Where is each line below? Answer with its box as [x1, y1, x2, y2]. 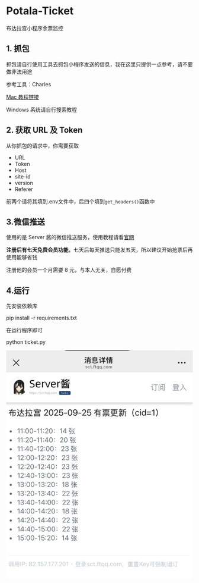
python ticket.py [6, 338, 46, 346]
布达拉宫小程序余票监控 [6, 24, 63, 32]
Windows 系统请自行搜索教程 [6, 106, 77, 113]
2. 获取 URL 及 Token [6, 125, 83, 135]
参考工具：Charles [6, 80, 52, 87]
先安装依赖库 [6, 302, 37, 310]
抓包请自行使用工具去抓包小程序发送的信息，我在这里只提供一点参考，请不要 [6, 61, 193, 68]
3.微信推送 [6, 217, 46, 227]
